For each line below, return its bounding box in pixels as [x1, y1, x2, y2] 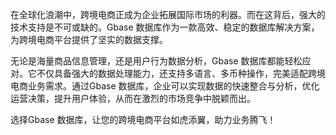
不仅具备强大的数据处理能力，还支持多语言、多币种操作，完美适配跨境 [36, 68, 326, 79]
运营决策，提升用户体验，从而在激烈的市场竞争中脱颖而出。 [10, 93, 256, 104]
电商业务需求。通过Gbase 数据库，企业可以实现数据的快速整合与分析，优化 [10, 80, 320, 92]
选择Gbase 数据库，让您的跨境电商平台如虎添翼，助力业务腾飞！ [10, 114, 277, 125]
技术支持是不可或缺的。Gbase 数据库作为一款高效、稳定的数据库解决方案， [10, 21, 320, 33]
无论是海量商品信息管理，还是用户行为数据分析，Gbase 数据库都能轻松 [10, 55, 303, 67]
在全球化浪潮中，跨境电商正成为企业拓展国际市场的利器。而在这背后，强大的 [10, 9, 326, 20]
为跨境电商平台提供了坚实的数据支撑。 [10, 34, 168, 45]
